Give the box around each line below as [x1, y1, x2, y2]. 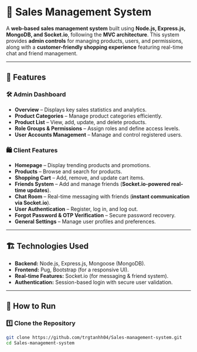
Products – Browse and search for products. [14, 168, 123, 175]
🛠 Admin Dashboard [6, 91, 66, 99]
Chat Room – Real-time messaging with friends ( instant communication [14, 192, 190, 200]
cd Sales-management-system [6, 340, 75, 346]
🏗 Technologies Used [6, 241, 89, 251]
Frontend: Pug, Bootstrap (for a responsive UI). [14, 266, 129, 273]
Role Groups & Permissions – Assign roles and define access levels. [14, 125, 180, 132]
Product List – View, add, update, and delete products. [14, 118, 147, 125]
